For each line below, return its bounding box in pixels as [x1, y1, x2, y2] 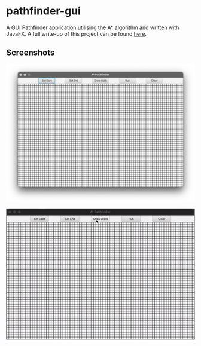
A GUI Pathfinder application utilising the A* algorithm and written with [6, 24, 179, 31]
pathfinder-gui [6, 4, 81, 18]
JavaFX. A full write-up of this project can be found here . [6, 30, 147, 37]
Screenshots [6, 48, 55, 58]
